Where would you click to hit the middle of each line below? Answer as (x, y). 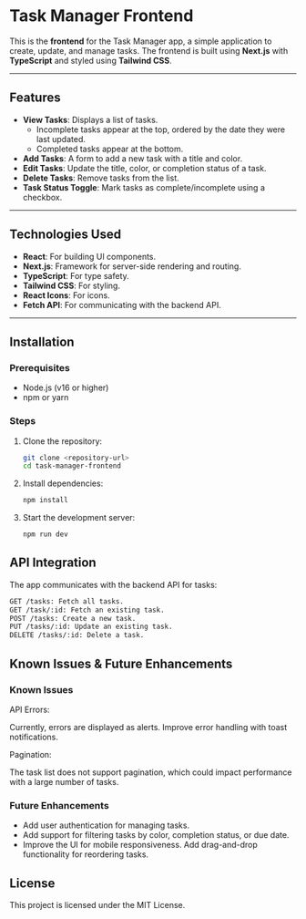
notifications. (34, 737)
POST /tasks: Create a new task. (73, 618)
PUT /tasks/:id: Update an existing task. (91, 627)
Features (35, 98)
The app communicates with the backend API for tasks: (113, 584)
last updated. (61, 139)
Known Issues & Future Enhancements (121, 663)
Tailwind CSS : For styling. (71, 285)
